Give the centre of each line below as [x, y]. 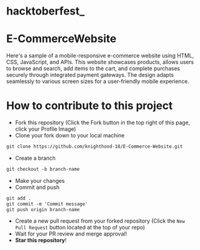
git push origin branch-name [43, 209]
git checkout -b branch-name [43, 169]
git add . [19, 198]
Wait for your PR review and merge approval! [71, 234]
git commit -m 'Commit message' [47, 204]
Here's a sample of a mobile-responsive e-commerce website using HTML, [100, 56]
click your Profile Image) [45, 129]
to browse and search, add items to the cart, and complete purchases [93, 68]
